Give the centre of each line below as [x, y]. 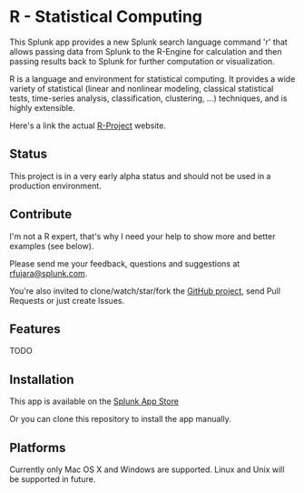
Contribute [41, 214]
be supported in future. [53, 479]
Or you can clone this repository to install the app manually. [120, 419]
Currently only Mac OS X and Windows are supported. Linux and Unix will [147, 469]
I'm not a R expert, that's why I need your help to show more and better [142, 236]
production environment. [55, 186]
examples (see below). [52, 246]
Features [35, 329]
